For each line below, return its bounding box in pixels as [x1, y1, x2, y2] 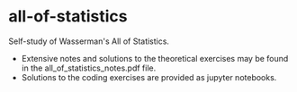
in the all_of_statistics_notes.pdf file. [21, 63, 157, 73]
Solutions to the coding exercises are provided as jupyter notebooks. [21, 71, 277, 82]
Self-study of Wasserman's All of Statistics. [8, 36, 170, 46]
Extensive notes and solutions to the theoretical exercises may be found [21, 53, 289, 63]
